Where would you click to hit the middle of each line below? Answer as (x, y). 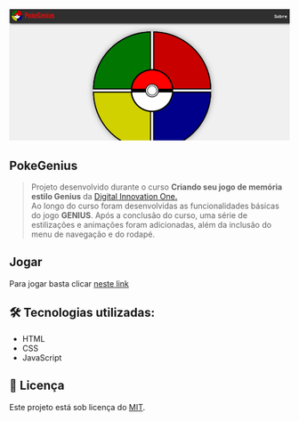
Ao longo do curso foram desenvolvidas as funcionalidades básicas (155, 206)
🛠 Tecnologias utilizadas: (82, 313)
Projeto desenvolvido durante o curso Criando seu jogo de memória (157, 187)
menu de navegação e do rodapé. (93, 234)
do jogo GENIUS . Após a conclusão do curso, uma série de (139, 215)
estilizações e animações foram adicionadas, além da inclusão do (151, 225)
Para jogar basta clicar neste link (69, 283)
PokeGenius (44, 165)
